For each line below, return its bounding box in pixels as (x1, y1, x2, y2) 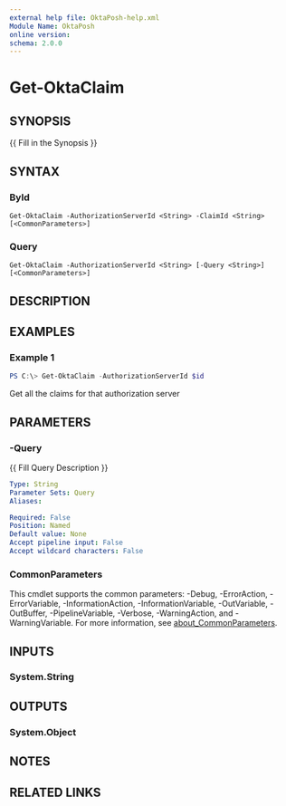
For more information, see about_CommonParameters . (75, 618, 278, 628)
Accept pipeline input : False (9, 538, 124, 548)
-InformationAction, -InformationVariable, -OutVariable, (62, 599, 269, 609)
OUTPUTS (9, 698, 68, 714)
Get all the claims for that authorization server (9, 389, 180, 399)
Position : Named (9, 522, 71, 531)
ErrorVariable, (9, 599, 62, 609)
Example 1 (9, 350, 55, 363)
